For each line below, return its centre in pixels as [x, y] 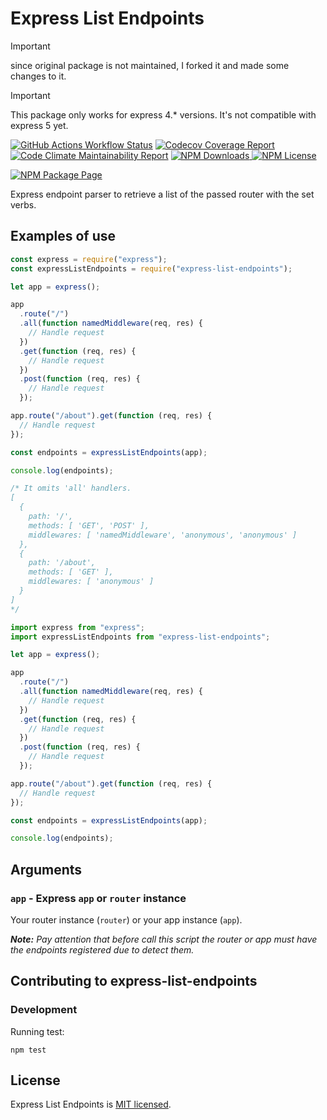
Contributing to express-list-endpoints [134, 981]
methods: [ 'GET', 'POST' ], [89, 525]
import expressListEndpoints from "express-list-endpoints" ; [140, 637]
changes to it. [38, 76]
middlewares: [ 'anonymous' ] [91, 582]
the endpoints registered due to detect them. [102, 949]
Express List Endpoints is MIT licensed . [91, 1104]
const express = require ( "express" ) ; [89, 259]
